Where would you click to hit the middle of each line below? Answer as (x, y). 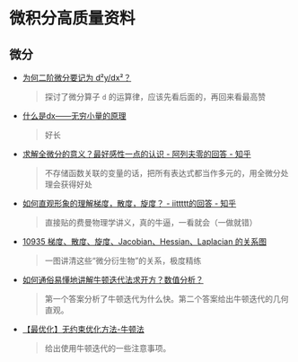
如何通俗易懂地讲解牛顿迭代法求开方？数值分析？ (113, 280)
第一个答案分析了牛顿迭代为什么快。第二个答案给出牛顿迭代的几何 (167, 299)
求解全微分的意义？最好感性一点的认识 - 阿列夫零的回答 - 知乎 (136, 154)
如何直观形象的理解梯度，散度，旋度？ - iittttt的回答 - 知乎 (129, 203)
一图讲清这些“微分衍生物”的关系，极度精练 (123, 260)
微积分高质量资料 (73, 18)
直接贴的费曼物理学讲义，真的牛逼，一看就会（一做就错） (151, 222)
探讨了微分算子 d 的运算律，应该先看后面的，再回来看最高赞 (155, 97)
